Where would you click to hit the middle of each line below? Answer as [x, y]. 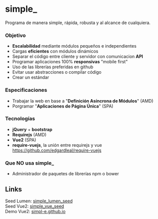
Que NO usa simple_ [29, 163]
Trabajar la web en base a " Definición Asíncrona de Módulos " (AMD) [83, 101]
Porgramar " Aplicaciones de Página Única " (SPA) [63, 106]
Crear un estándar [30, 78]
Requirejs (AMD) [29, 135]
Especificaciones [26, 90]
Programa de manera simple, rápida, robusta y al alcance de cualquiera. [78, 23]
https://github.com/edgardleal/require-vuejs [57, 150]
